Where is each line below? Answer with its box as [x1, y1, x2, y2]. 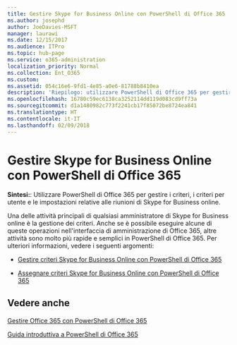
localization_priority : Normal [7, 63, 99, 70]
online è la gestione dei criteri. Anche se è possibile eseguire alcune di [7, 219, 212, 228]
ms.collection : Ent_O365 [7, 69, 80, 76]
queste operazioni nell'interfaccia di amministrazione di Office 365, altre [7, 226, 217, 235]
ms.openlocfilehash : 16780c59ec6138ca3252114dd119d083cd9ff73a [7, 96, 197, 103]
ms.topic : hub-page [7, 50, 65, 57]
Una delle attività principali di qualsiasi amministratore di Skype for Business [7, 212, 229, 220]
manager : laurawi [7, 30, 59, 37]
